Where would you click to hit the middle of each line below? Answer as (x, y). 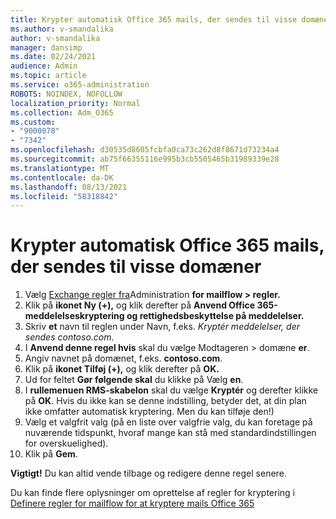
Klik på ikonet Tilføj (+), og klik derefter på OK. (122, 369)
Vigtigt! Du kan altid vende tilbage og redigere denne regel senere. (148, 473)
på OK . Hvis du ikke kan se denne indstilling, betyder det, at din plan (165, 401)
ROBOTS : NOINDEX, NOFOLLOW (66, 94)
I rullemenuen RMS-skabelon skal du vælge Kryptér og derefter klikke (171, 390)
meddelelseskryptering (74, 316)
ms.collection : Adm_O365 (62, 112)
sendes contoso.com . (69, 337)
